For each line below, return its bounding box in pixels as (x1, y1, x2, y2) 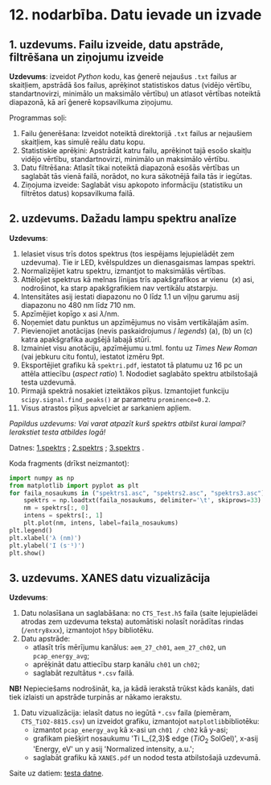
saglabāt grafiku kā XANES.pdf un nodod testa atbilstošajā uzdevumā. (32, 753, 261, 762)
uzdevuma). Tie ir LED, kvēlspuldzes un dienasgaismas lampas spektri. (20, 257, 256, 267)
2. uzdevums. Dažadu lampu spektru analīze (9, 212, 237, 226)
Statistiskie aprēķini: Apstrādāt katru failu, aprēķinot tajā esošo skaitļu (20, 146, 252, 155)
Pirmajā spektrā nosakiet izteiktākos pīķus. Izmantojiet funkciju (20, 385, 229, 396)
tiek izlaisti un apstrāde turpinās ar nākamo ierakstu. (9, 692, 183, 702)
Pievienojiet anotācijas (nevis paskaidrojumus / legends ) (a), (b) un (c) (20, 326, 253, 335)
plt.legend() (9, 526, 53, 534)
